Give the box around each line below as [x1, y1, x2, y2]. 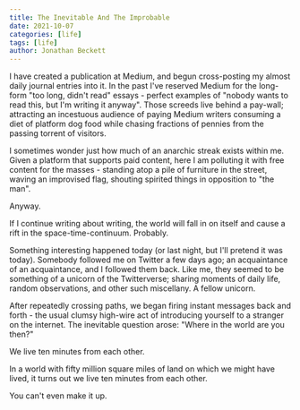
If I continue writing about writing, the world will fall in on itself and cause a [9, 218, 286, 229]
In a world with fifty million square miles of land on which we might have [9, 363, 276, 374]
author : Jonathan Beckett [9, 47, 106, 56]
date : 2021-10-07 [9, 21, 74, 30]
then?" [9, 329, 34, 340]
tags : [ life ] [9, 38, 58, 47]
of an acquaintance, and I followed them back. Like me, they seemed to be [9, 264, 285, 275]
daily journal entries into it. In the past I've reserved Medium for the [9, 81, 257, 91]
